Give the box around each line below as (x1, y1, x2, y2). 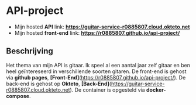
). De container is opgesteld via (70, 86, 145, 93)
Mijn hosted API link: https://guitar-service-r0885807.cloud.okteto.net (14, 23, 190, 30)
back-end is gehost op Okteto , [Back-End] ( (6, 80, 112, 87)
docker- (146, 86, 166, 93)
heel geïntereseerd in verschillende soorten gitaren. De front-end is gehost (6, 68, 187, 75)
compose (6, 92, 30, 99)
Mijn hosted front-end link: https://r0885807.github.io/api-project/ (14, 29, 180, 36)
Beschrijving (6, 46, 54, 56)
